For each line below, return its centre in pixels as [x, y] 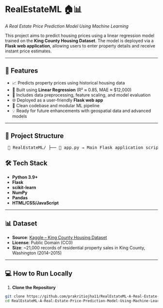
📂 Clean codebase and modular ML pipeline [56, 105]
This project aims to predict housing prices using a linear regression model [80, 35]
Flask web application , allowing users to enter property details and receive [80, 46]
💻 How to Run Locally [39, 273]
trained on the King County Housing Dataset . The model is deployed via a [79, 41]
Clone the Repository [34, 287]
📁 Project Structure [34, 136]
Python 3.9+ [25, 177]
